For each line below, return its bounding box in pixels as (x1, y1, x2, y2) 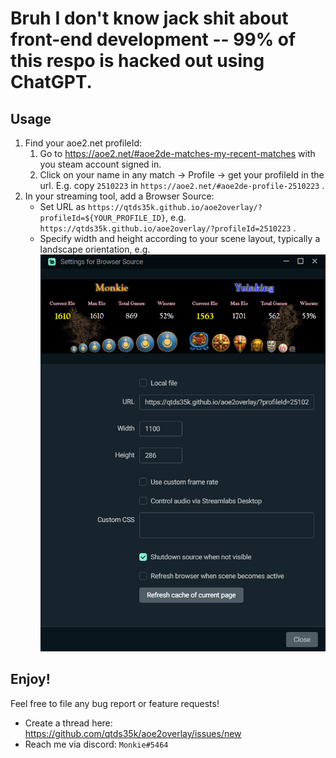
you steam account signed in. (39, 158, 162, 170)
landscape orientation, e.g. (39, 243, 151, 255)
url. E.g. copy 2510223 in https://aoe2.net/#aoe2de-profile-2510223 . (39, 180, 325, 191)
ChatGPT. (10, 71, 93, 94)
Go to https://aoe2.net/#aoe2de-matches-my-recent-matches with (39, 148, 316, 159)
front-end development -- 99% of (10, 28, 297, 51)
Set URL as (39, 201, 86, 212)
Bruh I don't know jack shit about (10, 7, 289, 30)
